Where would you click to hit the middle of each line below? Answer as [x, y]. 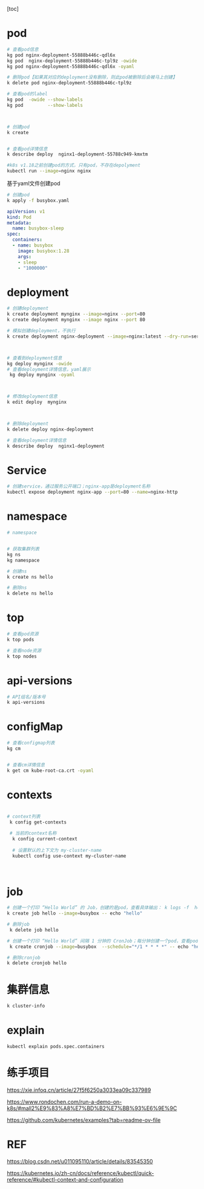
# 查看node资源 [24, 650]
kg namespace [23, 560]
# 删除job [18, 925]
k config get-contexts [38, 822]
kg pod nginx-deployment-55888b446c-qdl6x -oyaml [71, 66]
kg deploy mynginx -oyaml [42, 375]
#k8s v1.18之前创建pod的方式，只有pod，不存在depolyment [74, 165]
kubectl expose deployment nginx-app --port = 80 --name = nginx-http [92, 492]
